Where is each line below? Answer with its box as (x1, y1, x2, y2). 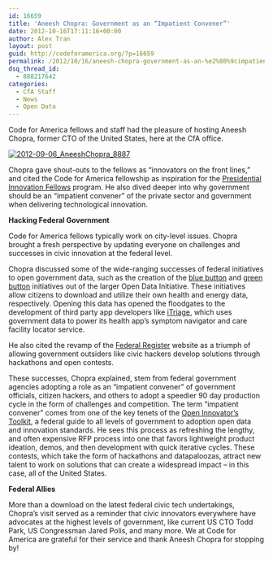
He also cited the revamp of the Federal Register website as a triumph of (8, 341, 251, 350)
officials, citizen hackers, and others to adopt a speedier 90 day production (8, 391, 260, 401)
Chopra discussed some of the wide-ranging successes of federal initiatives (8, 264, 264, 274)
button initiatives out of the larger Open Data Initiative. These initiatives (8, 281, 246, 291)
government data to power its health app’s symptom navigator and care (8, 316, 248, 326)
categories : (8, 80, 49, 88)
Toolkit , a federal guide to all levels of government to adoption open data (8, 416, 252, 427)
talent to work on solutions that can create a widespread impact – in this (8, 460, 249, 470)
